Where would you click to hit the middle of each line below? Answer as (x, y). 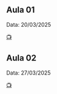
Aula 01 (21, 10)
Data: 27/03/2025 (29, 73)
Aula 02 (21, 58)
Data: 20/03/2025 (29, 24)
